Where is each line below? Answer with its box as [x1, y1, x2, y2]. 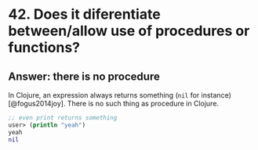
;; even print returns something [8, 114, 118, 122]
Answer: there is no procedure [8, 70, 161, 83]
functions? [8, 39, 81, 56]
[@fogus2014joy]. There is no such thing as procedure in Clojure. [8, 99, 220, 108]
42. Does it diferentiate [8, 5, 161, 23]
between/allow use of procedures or [8, 22, 250, 40]
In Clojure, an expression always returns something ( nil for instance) [8, 91, 231, 99]
